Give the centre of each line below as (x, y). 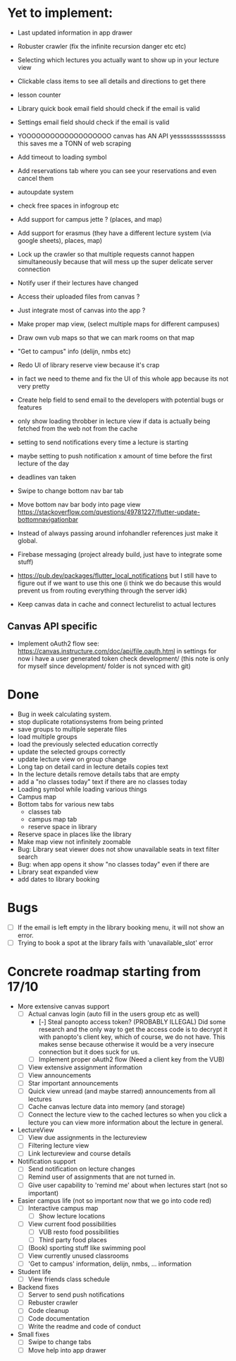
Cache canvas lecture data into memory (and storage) (106, 1107)
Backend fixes (38, 1288)
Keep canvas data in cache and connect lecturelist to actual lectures (117, 604)
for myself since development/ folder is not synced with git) (104, 666)
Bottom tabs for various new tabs (66, 804)
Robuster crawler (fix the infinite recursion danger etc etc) (102, 46)
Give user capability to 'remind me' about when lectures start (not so (128, 1185)
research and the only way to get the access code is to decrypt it (133, 1029)
